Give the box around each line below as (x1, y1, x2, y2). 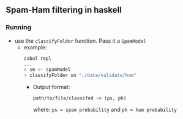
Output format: (32, 84, 70, 91)
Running (6, 23, 32, 32)
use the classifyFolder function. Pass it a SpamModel (14, 37, 146, 45)
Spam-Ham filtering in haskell (6, 5, 122, 15)
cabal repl (23, 55, 52, 62)
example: (23, 43, 47, 51)
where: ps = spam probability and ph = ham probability (32, 106, 177, 114)
